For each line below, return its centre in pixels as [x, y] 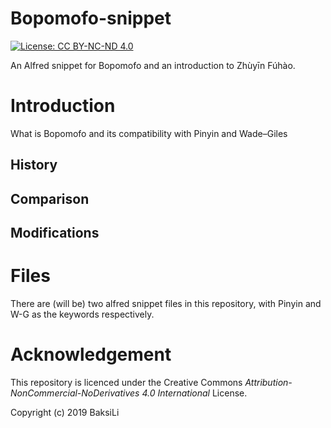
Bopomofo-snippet [91, 18]
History [34, 165]
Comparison [50, 198]
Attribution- [268, 382]
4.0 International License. [194, 393]
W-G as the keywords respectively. [82, 314]
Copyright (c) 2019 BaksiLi [65, 412]
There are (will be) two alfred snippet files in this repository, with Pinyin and [166, 303]
